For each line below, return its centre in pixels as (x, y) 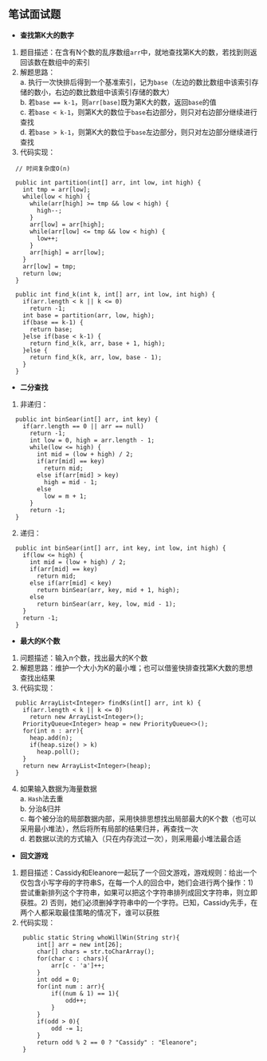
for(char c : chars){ (73, 958)
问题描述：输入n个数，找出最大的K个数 (84, 658)
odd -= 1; (67, 1028)
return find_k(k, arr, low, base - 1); (95, 357)
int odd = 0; (59, 980)
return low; (42, 273)
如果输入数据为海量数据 (58, 789)
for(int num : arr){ (71, 986)
